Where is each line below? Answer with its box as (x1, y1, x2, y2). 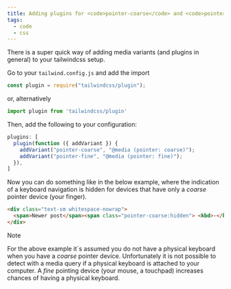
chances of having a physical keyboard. (7, 273, 120, 282)
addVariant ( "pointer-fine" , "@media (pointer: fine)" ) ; (19, 153, 184, 160)
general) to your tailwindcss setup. (7, 56, 105, 64)
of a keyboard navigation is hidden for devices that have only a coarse (7, 185, 207, 193)
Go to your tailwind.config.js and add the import (7, 69, 150, 77)
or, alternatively (7, 94, 52, 103)
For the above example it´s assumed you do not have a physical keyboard (7, 244, 215, 253)
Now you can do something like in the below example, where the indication (7, 178, 220, 186)
